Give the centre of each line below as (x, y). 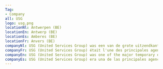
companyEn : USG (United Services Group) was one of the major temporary (80, 55)
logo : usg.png (19, 23)
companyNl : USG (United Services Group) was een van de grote (69, 46)
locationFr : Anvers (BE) (30, 41)
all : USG (14, 18)
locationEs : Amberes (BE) (31, 37)
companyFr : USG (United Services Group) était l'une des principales (77, 50)
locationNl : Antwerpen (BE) (33, 28)
